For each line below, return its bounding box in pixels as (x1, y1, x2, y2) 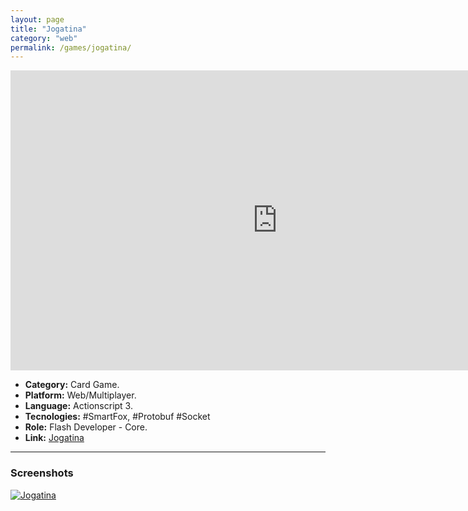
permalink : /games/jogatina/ (10, 42, 132, 53)
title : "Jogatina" (10, 24, 87, 34)
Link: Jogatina (24, 432, 85, 444)
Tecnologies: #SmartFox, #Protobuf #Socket (24, 411, 211, 423)
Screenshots (10, 466, 74, 480)
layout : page (10, 14, 65, 25)
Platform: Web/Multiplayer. (24, 389, 137, 401)
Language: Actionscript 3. (24, 400, 133, 412)
